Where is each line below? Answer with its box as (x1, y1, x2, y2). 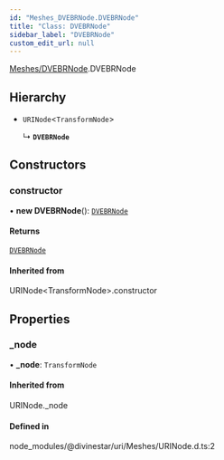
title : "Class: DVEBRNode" (9, 22, 111, 31)
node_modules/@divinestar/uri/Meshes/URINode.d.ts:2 (9, 441, 215, 452)
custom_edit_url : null (9, 38, 95, 48)
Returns (9, 225, 41, 236)
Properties (9, 311, 70, 327)
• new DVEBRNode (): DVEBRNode (9, 205, 128, 216)
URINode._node (9, 400, 69, 411)
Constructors (9, 158, 87, 173)
